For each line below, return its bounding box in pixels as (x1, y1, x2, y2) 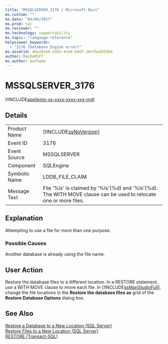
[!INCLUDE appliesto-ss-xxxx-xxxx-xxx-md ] (5, 96, 95, 102)
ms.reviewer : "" (5, 26, 39, 31)
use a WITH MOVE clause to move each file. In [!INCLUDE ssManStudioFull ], (5, 284, 161, 290)
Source (7, 154, 25, 160)
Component (7, 162, 36, 169)
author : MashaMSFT (5, 53, 43, 59)
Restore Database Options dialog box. (5, 294, 85, 300)
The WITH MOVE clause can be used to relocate (42, 191, 156, 197)
